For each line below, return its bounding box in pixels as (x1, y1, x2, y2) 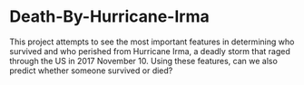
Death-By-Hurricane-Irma (9, 6, 211, 27)
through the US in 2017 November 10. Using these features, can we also (9, 55, 279, 66)
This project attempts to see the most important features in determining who (9, 36, 295, 47)
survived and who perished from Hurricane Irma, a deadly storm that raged (9, 45, 290, 56)
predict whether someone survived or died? (9, 65, 173, 76)
